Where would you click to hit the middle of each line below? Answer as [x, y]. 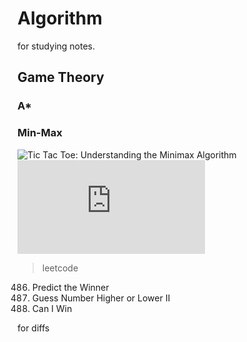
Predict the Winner [70, 287]
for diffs [33, 328]
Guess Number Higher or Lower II [101, 298]
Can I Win [52, 308]
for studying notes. [56, 46]
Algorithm [60, 18]
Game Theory [61, 77]
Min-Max [40, 133]
